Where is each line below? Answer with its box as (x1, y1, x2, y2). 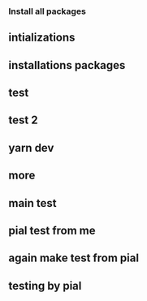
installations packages (8, 58, 126, 72)
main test (8, 196, 57, 210)
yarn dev (8, 140, 54, 155)
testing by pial (8, 278, 82, 293)
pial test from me (8, 224, 96, 238)
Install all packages (8, 6, 87, 17)
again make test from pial (8, 252, 140, 265)
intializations (8, 31, 76, 45)
